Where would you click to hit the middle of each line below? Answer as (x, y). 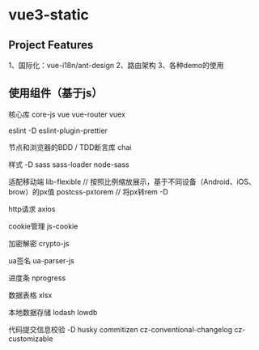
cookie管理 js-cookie (43, 226)
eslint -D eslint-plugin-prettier (58, 130)
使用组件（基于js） (55, 94)
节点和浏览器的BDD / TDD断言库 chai (70, 147)
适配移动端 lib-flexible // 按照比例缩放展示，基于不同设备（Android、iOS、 (132, 181)
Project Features (51, 45)
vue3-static (49, 15)
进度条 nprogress (37, 278)
